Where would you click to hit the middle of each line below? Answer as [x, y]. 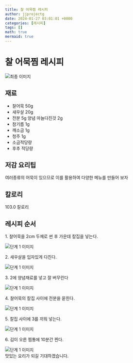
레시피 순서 [21, 224]
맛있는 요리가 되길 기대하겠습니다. [37, 356]
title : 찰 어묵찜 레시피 [27, 9]
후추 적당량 [23, 148]
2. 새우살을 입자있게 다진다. [31, 257]
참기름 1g [21, 124]
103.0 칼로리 [17, 207]
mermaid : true [19, 37]
